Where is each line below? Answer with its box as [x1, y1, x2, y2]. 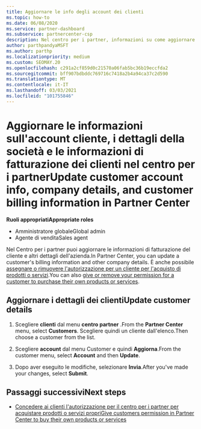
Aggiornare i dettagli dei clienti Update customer [6, 295, 191, 305]
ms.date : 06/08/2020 [6, 20, 58, 26]
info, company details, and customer [6, 183, 194, 197]
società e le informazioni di [6, 144, 144, 158]
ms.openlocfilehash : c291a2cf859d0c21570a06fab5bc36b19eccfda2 [6, 65, 169, 71]
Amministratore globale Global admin [14, 227, 106, 235]
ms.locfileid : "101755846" [6, 93, 74, 99]
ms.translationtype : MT [6, 76, 66, 82]
